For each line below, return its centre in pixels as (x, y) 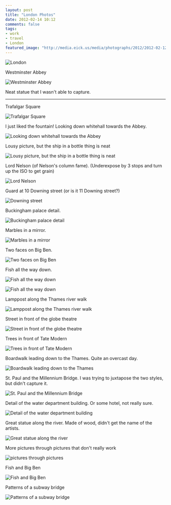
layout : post (19, 10)
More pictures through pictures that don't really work (61, 448)
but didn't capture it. (27, 383)
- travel (15, 39)
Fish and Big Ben (23, 467)
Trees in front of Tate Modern (36, 338)
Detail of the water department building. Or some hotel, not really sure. (79, 403)
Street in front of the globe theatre (41, 319)
